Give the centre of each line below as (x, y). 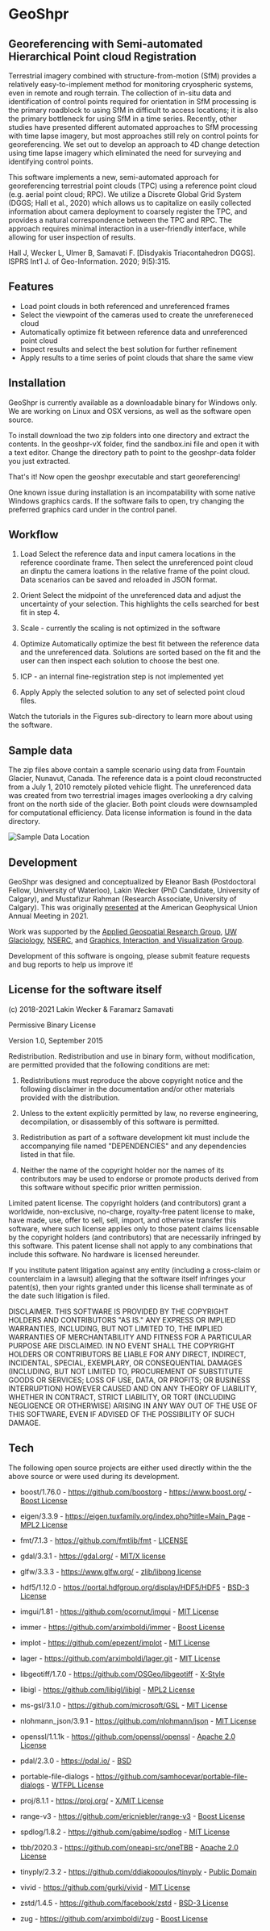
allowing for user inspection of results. (72, 237)
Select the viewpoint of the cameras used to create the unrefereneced (137, 315)
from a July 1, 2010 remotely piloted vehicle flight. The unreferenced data (130, 787)
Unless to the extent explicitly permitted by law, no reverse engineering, (139, 1113)
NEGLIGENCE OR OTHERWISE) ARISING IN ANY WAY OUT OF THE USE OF (133, 1406)
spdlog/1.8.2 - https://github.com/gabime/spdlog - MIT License (125, 1832)
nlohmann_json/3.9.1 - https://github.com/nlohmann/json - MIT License (138, 1720)
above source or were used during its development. (94, 1476)
